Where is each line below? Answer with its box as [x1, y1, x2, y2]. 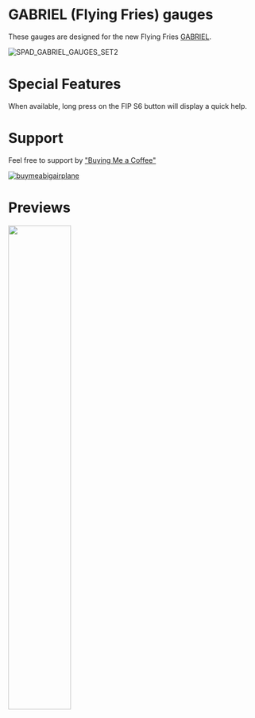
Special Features [8, 75, 122, 93]
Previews [8, 199, 71, 216]
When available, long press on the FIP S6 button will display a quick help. [8, 101, 248, 110]
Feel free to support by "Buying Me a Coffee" [8, 155, 156, 164]
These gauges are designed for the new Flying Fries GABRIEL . [8, 32, 212, 41]
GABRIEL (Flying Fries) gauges [8, 6, 214, 24]
